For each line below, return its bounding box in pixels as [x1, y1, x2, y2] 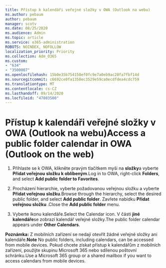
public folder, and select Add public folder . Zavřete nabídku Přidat [12, 196, 150, 202]
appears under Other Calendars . [12, 222, 80, 228]
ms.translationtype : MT [5, 81, 55, 86]
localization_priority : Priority [5, 49, 75, 54]
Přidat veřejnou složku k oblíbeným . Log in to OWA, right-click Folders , [12, 171, 160, 177]
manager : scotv [5, 21, 37, 26]
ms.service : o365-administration [5, 40, 75, 45]
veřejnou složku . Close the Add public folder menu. [12, 202, 120, 208]
